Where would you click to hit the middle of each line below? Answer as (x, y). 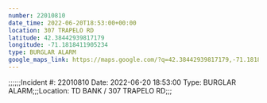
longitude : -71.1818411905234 (58, 45)
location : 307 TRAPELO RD (51, 30)
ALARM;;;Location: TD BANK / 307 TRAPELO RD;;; (90, 90)
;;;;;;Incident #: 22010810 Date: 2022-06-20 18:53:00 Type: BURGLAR (122, 82)
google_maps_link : (39, 60)
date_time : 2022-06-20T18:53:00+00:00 (72, 23)
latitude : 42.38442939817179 (56, 38)
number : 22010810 (37, 15)
